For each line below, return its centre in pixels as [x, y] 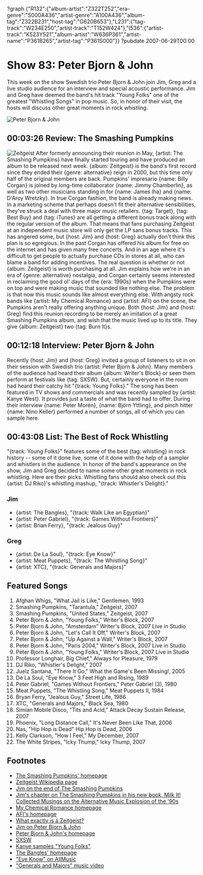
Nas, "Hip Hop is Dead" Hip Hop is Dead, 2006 [74, 729]
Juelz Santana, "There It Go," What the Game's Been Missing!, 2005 [100, 671]
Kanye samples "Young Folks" [53, 846]
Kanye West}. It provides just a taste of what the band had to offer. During [99, 398]
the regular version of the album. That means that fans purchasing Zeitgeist [101, 224]
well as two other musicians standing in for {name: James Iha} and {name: [99, 191]
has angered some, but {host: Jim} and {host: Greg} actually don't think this [101, 236]
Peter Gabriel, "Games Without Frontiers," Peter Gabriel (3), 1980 [96, 684]
